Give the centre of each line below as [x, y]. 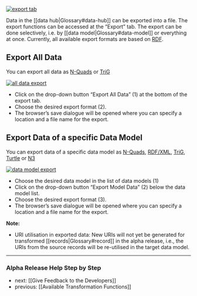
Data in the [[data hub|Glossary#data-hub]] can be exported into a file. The [97, 20]
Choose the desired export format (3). [60, 199]
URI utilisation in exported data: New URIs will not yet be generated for [100, 234]
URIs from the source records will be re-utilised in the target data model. [102, 247]
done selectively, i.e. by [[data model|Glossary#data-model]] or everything [96, 33]
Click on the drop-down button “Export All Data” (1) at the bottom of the [101, 94]
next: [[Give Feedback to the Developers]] [65, 280]
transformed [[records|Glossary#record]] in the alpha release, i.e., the [99, 241]
